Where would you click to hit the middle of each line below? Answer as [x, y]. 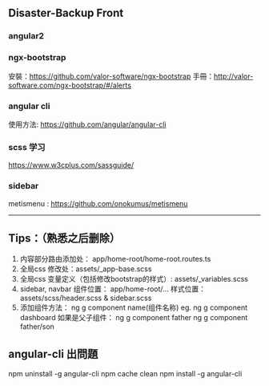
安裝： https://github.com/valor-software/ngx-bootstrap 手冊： [111, 76]
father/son [37, 327]
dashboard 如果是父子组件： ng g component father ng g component [134, 318]
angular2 [26, 36]
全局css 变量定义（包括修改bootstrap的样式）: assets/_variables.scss [134, 279]
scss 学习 [27, 147]
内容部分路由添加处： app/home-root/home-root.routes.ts [115, 259]
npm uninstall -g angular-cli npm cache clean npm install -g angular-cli [125, 374]
